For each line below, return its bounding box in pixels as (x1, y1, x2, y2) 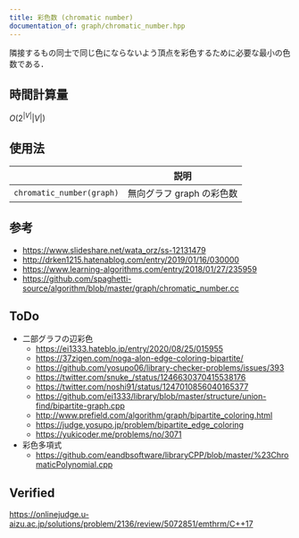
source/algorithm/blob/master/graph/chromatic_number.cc (21, 283, 239, 294)
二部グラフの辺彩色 (21, 333, 94, 345)
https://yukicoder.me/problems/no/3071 (35, 429, 182, 440)
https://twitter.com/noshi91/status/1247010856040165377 (35, 381, 249, 392)
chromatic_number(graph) (13, 187, 120, 198)
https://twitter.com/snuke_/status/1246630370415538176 (35, 372, 246, 383)
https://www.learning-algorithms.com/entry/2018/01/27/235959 (21, 263, 257, 274)
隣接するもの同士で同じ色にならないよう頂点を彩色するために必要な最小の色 (9, 47, 291, 58)
